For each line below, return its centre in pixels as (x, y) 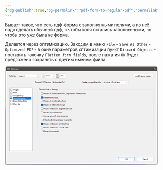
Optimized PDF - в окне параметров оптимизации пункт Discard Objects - (81, 49)
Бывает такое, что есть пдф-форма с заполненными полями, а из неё (77, 25)
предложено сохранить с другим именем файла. (56, 59)
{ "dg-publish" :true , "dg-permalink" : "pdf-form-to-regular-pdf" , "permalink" (82, 10)
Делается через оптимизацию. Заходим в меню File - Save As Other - (78, 44)
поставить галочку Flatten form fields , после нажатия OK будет (72, 54)
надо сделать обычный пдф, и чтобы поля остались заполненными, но (78, 29)
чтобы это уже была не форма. (37, 35)
